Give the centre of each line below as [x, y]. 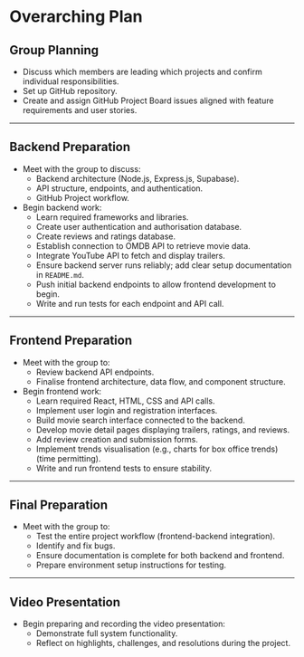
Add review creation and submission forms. [117, 439]
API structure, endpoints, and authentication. [119, 188]
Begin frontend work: [62, 391]
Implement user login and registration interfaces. [127, 410]
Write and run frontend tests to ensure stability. [124, 468]
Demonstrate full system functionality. [107, 633]
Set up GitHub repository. [70, 91]
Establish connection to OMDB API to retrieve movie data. [143, 245]
